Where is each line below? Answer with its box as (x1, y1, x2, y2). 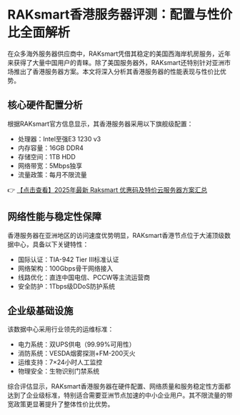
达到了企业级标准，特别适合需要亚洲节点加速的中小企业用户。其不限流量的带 (7, 391, 233, 400)
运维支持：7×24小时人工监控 (17, 358, 103, 366)
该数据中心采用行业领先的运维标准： (7, 325, 114, 334)
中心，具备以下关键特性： (13, 240, 89, 249)
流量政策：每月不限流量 (17, 170, 87, 179)
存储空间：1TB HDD (17, 152, 76, 161)
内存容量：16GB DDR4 (17, 144, 84, 152)
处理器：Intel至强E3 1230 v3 (17, 134, 101, 143)
